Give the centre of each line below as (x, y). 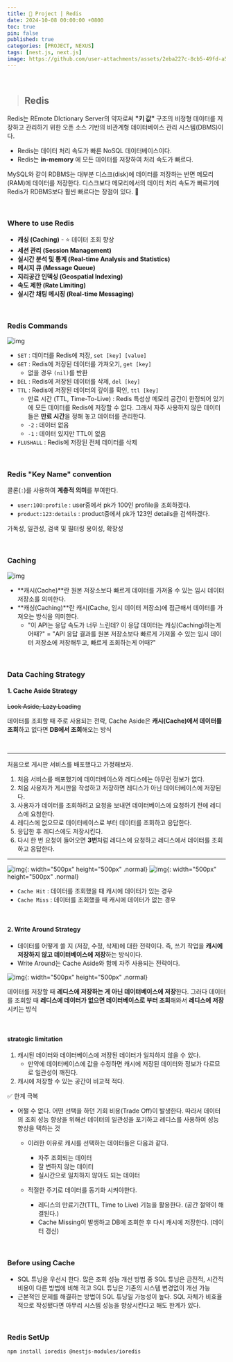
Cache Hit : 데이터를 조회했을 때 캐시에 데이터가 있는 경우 (95, 891)
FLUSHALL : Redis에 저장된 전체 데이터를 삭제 (77, 442)
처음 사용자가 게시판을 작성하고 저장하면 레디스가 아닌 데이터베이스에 (110, 788)
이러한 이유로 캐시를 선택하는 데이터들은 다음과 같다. (98, 1143)
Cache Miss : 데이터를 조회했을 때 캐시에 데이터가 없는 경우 (96, 900)
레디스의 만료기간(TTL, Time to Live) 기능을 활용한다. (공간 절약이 (127, 1205)
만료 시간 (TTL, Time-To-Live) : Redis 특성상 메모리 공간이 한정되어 (119, 399)
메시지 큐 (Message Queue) (56, 267)
